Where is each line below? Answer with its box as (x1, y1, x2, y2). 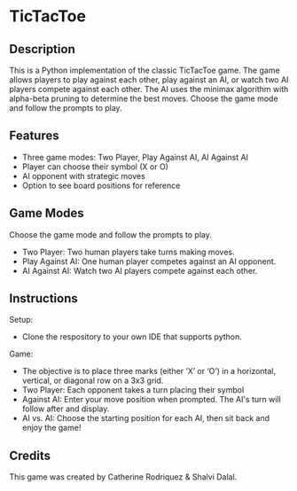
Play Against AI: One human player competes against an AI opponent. (21, 255, 277, 267)
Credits (9, 448, 51, 463)
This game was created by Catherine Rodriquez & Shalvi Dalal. (9, 472, 238, 482)
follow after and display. (21, 403, 110, 414)
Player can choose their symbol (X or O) (21, 161, 168, 172)
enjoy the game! (21, 423, 82, 433)
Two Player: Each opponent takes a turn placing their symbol (21, 385, 245, 395)
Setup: (9, 315, 34, 325)
